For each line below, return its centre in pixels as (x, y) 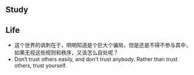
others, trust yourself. (40, 65)
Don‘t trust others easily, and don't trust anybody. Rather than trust (96, 60)
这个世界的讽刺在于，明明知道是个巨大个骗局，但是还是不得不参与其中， (102, 45)
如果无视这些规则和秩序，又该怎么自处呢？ (66, 52)
